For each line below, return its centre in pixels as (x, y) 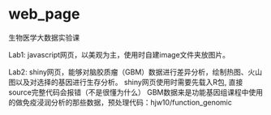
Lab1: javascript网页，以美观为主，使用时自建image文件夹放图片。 (119, 54)
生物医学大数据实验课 (44, 37)
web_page (44, 14)
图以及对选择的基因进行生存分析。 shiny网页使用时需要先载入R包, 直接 (126, 82)
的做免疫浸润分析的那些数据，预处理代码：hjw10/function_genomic (120, 102)
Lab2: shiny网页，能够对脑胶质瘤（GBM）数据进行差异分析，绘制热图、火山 (135, 72)
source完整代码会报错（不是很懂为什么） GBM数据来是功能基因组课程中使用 (136, 92)
